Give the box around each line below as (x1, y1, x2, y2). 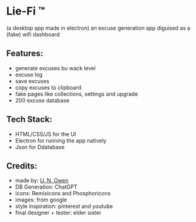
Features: (6, 49, 44, 59)
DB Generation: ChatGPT (15, 183, 78, 190)
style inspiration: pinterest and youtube (15, 203, 113, 210)
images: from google (15, 196, 67, 204)
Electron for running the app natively (15, 136, 107, 144)
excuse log (15, 71, 43, 78)
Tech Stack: (6, 114, 53, 125)
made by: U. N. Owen (15, 177, 69, 184)
